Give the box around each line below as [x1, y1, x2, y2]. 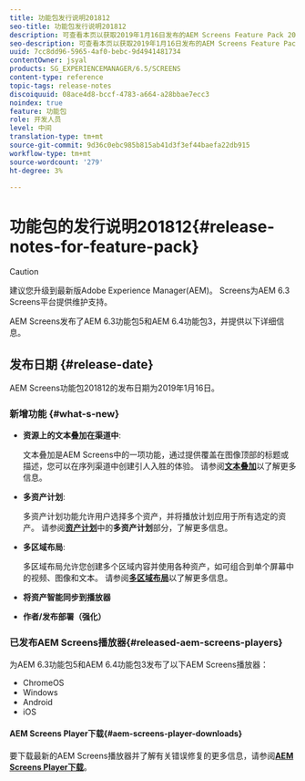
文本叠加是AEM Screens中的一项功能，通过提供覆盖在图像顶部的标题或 [22, 449, 290, 461]
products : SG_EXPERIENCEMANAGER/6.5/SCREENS [9, 65, 181, 74]
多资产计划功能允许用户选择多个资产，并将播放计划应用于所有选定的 [22, 511, 279, 522]
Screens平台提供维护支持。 [9, 297, 113, 307]
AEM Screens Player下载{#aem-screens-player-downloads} [9, 728, 243, 739]
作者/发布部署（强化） [22, 611, 107, 622]
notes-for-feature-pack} [9, 236, 200, 256]
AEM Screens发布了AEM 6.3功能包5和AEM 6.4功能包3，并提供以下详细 [9, 316, 277, 327]
